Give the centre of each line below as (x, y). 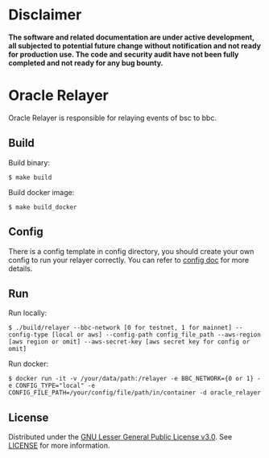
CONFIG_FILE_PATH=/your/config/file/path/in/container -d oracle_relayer (135, 393)
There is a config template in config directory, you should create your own (131, 251)
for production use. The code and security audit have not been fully (124, 54)
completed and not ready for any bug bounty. (86, 63)
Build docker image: (41, 192)
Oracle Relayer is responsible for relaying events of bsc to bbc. (113, 118)
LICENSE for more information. (59, 446)
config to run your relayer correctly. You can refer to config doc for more (129, 260)
